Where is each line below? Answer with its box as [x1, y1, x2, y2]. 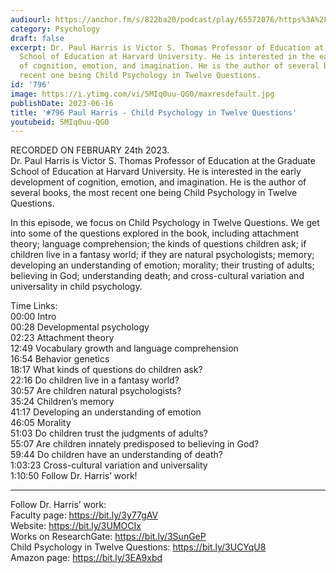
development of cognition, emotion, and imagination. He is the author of [10, 176, 307, 188]
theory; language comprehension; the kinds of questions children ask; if [10, 238, 307, 250]
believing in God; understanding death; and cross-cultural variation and [10, 270, 305, 282]
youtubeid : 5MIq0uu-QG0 [10, 117, 110, 127]
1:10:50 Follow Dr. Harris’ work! [10, 470, 138, 482]
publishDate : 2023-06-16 [10, 98, 114, 108]
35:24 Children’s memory [10, 396, 115, 408]
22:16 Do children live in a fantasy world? [10, 374, 180, 386]
